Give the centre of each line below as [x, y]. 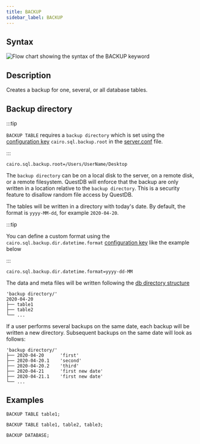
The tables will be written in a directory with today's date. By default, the [96, 206]
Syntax [20, 42]
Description [29, 75]
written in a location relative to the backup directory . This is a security [93, 188]
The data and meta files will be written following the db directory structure [98, 283]
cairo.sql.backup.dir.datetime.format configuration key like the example [98, 243]
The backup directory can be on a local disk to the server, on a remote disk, [100, 175]
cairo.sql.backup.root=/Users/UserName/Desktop [67, 164]
